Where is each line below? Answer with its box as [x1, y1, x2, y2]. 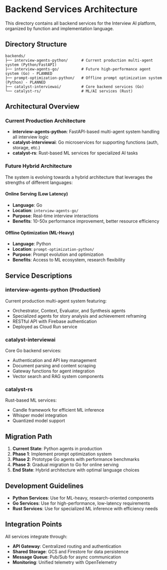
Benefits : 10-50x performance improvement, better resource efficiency [12, 218, 159, 224]
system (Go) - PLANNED [5, 71, 52, 76]
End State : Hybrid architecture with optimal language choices [12, 467, 139, 473]
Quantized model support [12, 418, 65, 424]
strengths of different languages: [5, 179, 73, 185]
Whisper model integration [12, 412, 67, 418]
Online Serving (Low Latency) [5, 191, 68, 197]
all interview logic [12, 134, 49, 140]
